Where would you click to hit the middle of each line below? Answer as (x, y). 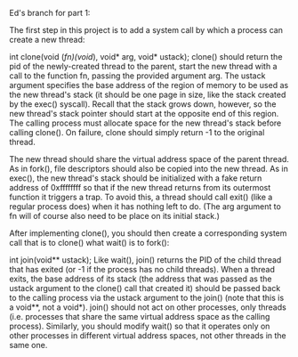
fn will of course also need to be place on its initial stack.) (115, 216)
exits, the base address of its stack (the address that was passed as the (141, 279)
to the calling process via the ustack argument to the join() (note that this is (147, 298)
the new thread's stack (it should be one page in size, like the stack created (148, 94)
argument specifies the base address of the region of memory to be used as (149, 85)
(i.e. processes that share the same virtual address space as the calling (140, 316)
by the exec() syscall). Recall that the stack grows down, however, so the (143, 104)
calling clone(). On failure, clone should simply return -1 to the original (137, 132)
